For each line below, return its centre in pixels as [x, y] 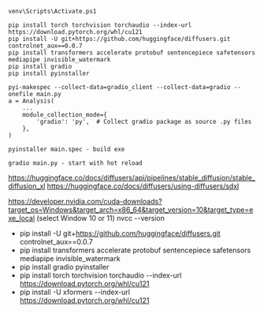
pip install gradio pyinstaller [64, 267]
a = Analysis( [32, 101]
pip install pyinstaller [49, 73]
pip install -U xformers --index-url [74, 292]
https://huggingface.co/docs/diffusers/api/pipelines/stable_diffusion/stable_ [132, 178]
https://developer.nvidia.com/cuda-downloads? [86, 201]
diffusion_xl [27, 186]
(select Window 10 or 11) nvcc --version [101, 218]
